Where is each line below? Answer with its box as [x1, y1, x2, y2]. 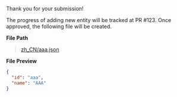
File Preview [6, 58, 37, 64]
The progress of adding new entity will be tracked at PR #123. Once [6, 17, 172, 23]
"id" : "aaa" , [11, 74, 44, 80]
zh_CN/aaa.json [20, 46, 59, 53]
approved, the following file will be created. [6, 23, 112, 30]
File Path [6, 35, 29, 41]
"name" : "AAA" [11, 80, 46, 86]
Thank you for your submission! [6, 5, 84, 12]
